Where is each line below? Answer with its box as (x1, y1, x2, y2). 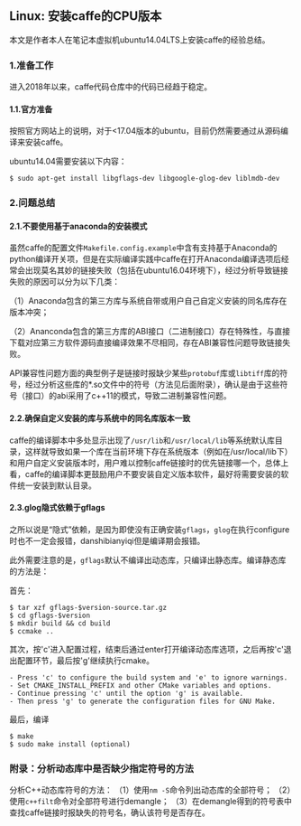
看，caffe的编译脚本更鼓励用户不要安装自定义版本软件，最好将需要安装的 (9, 468, 281, 479)
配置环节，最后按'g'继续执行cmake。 (16, 654, 155, 666)
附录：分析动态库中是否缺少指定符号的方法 (9, 762, 195, 774)
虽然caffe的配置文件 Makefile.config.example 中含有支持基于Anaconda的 (9, 242, 278, 253)
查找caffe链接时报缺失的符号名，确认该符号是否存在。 (9, 807, 210, 818)
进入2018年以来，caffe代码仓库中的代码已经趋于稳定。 (9, 81, 213, 92)
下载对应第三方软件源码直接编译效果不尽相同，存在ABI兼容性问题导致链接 (9, 337, 283, 348)
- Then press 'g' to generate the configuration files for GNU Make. (9, 697, 277, 706)
